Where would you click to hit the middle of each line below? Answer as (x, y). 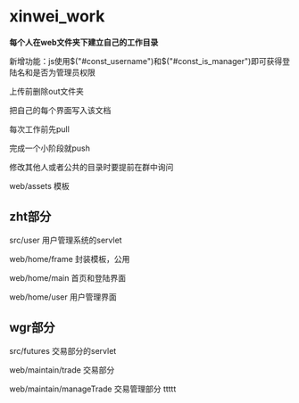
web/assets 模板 (39, 185)
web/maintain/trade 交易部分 (62, 370)
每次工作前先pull (39, 129)
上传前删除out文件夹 (47, 91)
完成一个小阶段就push (50, 148)
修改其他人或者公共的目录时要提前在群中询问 (91, 167)
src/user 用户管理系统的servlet (66, 240)
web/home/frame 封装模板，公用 (70, 259)
